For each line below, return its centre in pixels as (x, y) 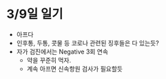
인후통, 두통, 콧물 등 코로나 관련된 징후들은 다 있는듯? (87, 43)
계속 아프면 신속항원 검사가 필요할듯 (75, 69)
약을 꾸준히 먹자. (49, 60)
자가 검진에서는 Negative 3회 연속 (62, 52)
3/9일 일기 (35, 14)
